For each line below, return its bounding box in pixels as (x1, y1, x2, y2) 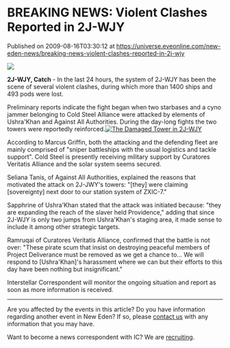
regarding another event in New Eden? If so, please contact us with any (7, 312, 209, 321)
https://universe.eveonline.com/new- (116, 42, 221, 50)
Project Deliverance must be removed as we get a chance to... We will (7, 250, 204, 258)
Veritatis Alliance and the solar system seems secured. (7, 159, 162, 168)
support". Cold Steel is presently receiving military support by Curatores (7, 152, 210, 161)
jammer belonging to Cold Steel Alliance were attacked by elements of (7, 110, 205, 118)
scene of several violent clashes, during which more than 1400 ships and (7, 82, 213, 90)
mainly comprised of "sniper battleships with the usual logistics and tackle (7, 145, 217, 153)
